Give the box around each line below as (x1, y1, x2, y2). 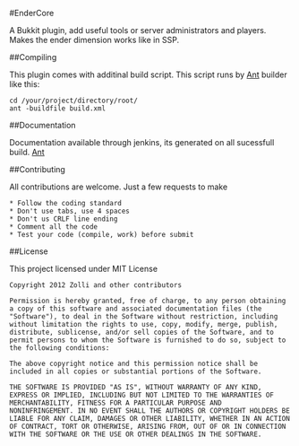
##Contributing (9, 164, 65, 174)
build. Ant (9, 147, 45, 157)
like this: (9, 79, 40, 89)
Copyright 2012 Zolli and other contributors (9, 281, 182, 290)
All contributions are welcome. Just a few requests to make (9, 181, 228, 192)
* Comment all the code (9, 223, 98, 232)
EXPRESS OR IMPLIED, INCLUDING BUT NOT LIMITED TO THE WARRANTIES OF (9, 390, 275, 399)
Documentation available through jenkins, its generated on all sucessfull (9, 137, 275, 147)
